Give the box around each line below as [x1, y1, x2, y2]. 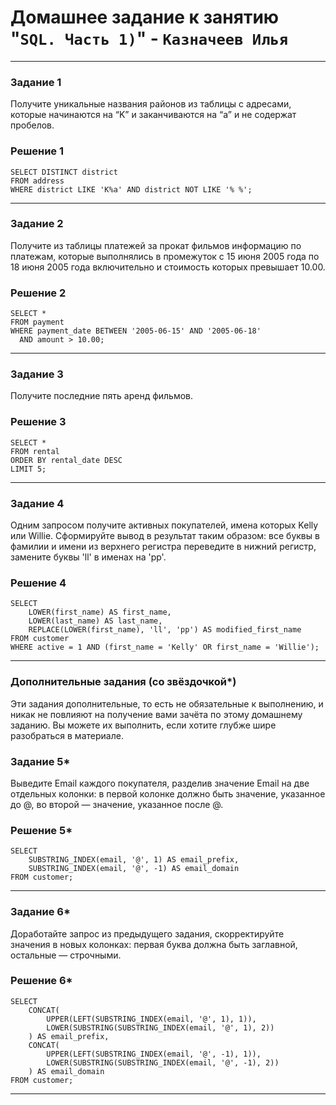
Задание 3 [10, 367, 64, 381]
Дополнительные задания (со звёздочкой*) [10, 675, 237, 689]
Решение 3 [10, 415, 67, 429]
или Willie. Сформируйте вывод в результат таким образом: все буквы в [10, 530, 320, 542]
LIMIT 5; [10, 464, 47, 474]
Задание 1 [10, 75, 62, 89]
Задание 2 [10, 217, 64, 231]
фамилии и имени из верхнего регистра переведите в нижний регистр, [10, 541, 317, 553]
